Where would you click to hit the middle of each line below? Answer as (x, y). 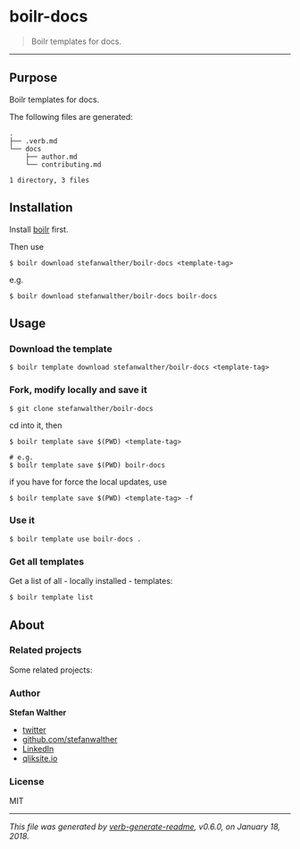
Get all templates (47, 562)
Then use (27, 246)
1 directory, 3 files (50, 180)
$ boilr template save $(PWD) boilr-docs (87, 465)
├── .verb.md (33, 141)
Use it (22, 520)
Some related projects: (51, 670)
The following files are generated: (71, 116)
